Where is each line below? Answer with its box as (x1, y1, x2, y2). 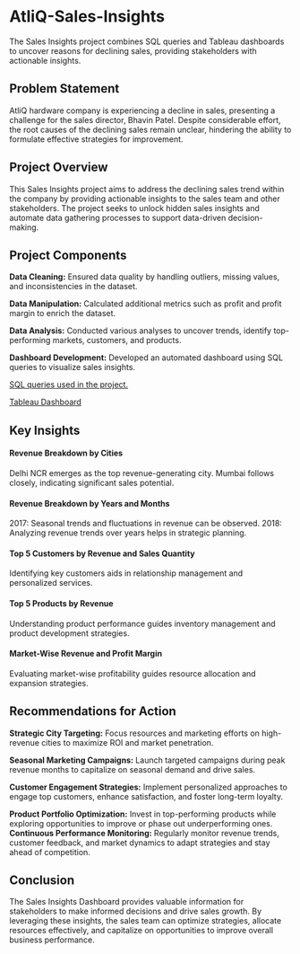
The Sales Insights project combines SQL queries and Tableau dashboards (9, 36, 285, 47)
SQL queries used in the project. (9, 379, 128, 390)
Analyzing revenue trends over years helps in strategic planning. (9, 527, 247, 538)
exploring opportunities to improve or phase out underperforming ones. (9, 817, 273, 828)
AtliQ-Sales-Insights (9, 6, 166, 27)
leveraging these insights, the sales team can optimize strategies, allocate (9, 915, 282, 926)
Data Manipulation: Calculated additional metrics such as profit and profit (9, 298, 282, 309)
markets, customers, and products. (52, 335, 182, 346)
